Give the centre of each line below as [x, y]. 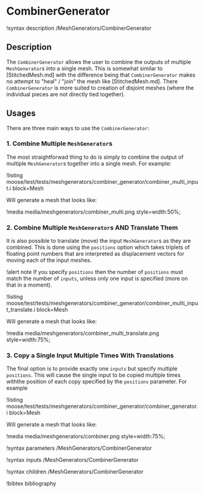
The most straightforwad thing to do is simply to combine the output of [95, 157]
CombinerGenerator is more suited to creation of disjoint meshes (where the [100, 88]
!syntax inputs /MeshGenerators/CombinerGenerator [72, 460]
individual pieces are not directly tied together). [66, 94]
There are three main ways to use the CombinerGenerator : [78, 128]
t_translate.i [21, 310]
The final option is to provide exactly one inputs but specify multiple [92, 369]
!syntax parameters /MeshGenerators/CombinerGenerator [79, 448]
